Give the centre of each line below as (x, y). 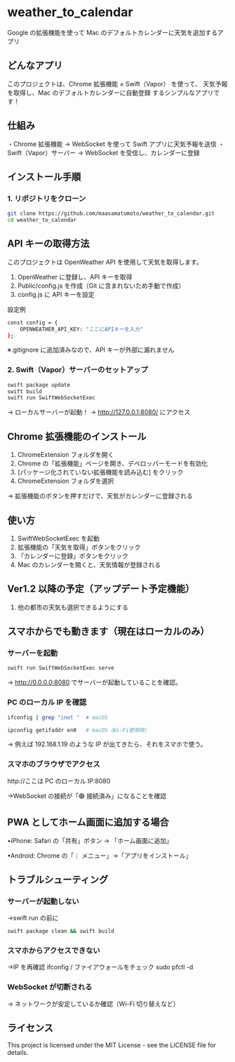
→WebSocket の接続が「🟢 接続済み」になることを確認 (87, 796)
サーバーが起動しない (43, 901)
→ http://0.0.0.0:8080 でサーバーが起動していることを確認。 (95, 682)
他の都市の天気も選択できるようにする (73, 607)
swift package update (39, 385)
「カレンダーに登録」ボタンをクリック (73, 556)
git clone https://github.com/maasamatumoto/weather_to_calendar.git (111, 214)
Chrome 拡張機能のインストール (77, 436)
